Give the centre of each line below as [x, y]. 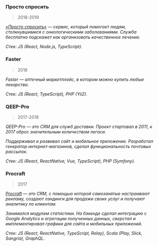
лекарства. [17, 84]
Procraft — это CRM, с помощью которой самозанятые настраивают [78, 194]
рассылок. [17, 151]
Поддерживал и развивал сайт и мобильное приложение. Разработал [79, 141]
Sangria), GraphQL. [25, 238]
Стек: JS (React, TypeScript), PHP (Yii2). [46, 94]
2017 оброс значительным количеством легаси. [56, 132]
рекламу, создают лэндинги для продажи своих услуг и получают [75, 199]
